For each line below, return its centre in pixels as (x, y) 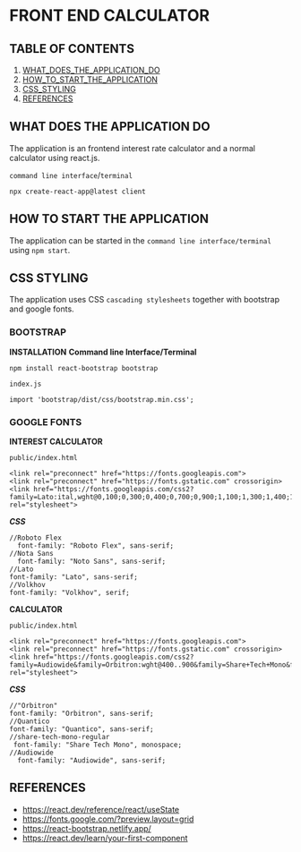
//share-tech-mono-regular (60, 737)
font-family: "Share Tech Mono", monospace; (97, 745)
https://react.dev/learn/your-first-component (105, 838)
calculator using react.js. (55, 158)
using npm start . (40, 250)
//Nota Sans (31, 554)
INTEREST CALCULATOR (56, 442)
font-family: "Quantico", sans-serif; (82, 729)
